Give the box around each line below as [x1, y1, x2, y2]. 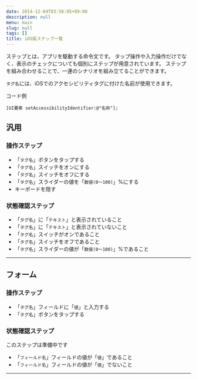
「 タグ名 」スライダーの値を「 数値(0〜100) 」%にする [14, 178, 139, 185]
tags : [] [6, 31, 28, 36]
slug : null [6, 25, 33, 31]
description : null [6, 14, 51, 20]
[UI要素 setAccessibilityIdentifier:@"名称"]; [6, 105, 118, 111]
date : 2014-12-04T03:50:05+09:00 [6, 8, 88, 15]
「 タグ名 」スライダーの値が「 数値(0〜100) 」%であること [14, 245, 150, 253]
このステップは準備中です [6, 341, 68, 348]
